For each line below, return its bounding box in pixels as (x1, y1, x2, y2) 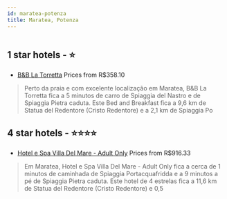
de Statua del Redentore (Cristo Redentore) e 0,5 (24, 184, 164, 193)
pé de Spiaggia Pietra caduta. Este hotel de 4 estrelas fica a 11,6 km (24, 177, 217, 185)
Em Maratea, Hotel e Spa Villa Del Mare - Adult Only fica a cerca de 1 (24, 162, 221, 171)
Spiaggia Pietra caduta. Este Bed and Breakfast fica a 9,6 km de (24, 99, 206, 107)
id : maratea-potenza (7, 10, 67, 17)
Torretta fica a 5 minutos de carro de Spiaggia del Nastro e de (24, 91, 201, 100)
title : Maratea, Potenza (7, 17, 79, 23)
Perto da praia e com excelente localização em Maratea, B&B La (24, 84, 207, 93)
